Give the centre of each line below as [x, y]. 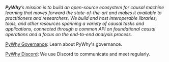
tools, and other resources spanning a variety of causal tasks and [75, 23]
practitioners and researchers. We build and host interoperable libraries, [81, 18]
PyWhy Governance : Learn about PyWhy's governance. [64, 44]
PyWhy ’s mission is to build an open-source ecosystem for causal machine [85, 7]
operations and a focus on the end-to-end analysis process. [69, 34]
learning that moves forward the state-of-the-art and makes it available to [83, 13]
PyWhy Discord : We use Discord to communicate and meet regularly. [78, 54]
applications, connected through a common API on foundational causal [80, 29]
